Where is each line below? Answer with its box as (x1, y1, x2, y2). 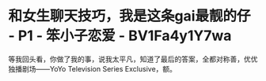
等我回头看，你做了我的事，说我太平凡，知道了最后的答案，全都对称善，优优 (8, 54, 258, 64)
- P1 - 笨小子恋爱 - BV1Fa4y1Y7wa (8, 27, 232, 45)
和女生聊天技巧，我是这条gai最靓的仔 (8, 7, 251, 25)
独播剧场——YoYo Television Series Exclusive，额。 (8, 64, 177, 73)
